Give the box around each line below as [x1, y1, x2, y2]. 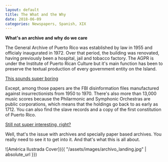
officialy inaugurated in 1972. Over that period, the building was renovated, [5, 50, 159, 56]
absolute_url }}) [5, 151, 38, 157]
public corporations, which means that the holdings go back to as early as [5, 101, 158, 107]
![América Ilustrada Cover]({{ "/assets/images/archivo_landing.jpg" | [5, 146, 146, 152]
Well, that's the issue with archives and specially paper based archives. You [5, 131, 162, 137]
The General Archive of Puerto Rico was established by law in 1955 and [5, 44, 153, 50]
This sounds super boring [5, 75, 59, 81]
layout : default [5, 7, 39, 12]
